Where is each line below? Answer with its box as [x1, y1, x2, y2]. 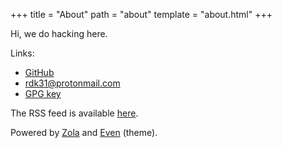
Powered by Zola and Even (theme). [10, 127, 158, 138]
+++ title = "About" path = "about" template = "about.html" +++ [10, 9, 273, 20]
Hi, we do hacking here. [10, 28, 108, 39]
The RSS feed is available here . [10, 107, 139, 119]
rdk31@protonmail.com [24, 77, 121, 89]
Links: [10, 47, 35, 59]
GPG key [24, 88, 62, 99]
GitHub [24, 67, 55, 78]
